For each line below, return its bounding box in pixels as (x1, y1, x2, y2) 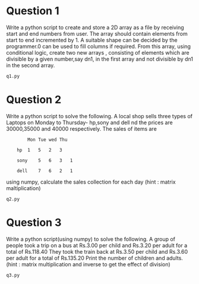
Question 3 (6, 216, 62, 229)
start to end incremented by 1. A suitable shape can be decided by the (6, 36, 178, 43)
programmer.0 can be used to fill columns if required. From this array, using (6, 43, 191, 50)
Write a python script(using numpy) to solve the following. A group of (6, 235, 176, 242)
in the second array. (6, 61, 55, 69)
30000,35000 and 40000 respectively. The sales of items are (6, 125, 157, 132)
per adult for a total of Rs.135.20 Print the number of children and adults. (6, 254, 183, 261)
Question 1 (6, 4, 59, 18)
